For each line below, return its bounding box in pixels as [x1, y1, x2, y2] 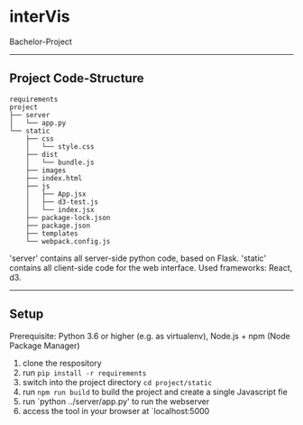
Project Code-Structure [9, 70, 144, 87]
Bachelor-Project [9, 36, 72, 47]
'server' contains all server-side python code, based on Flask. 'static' [9, 253, 267, 263]
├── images [25, 165, 67, 175]
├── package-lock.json [25, 213, 111, 222]
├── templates [25, 228, 78, 238]
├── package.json [25, 221, 91, 230]
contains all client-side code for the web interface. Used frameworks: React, [9, 262, 293, 273]
